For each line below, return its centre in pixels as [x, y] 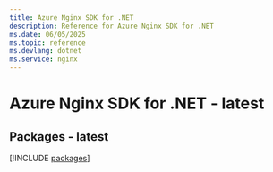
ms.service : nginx [43, 59]
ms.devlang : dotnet [46, 51]
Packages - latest [59, 137]
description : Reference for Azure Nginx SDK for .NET [112, 26]
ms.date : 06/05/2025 [48, 34]
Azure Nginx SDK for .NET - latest [137, 103]
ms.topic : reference [48, 43]
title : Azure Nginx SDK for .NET [72, 17]
